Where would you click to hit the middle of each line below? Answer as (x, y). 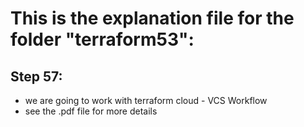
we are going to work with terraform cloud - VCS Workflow (146, 100)
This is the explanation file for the (152, 18)
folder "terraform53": (102, 39)
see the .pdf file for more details (91, 111)
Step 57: (36, 76)
